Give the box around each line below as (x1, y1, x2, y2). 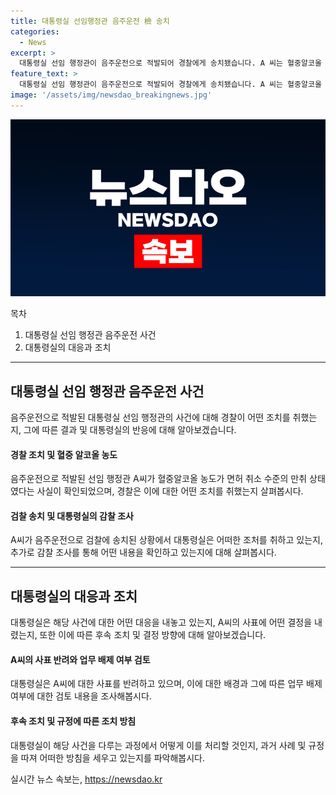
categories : (10, 26, 60, 37)
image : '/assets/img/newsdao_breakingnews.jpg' (10, 90, 213, 100)
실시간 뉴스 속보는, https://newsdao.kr (10, 773, 163, 785)
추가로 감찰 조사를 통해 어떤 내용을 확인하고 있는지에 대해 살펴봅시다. (10, 546, 277, 559)
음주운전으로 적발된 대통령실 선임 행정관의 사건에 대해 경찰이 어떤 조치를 (10, 411, 291, 424)
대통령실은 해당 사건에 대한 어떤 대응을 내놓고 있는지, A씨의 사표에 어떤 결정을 (10, 616, 313, 629)
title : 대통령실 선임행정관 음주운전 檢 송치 (10, 16, 170, 26)
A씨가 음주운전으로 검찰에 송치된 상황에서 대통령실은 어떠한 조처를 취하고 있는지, (10, 534, 323, 546)
